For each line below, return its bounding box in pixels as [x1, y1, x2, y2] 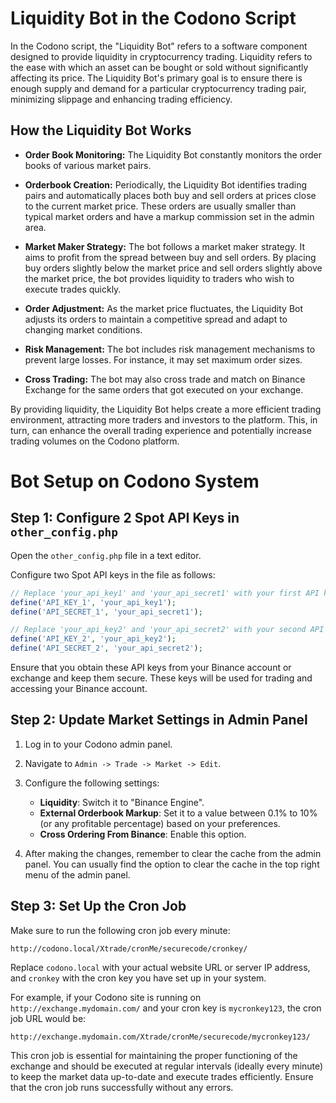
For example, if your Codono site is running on [10, 991, 202, 1003]
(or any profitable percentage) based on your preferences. [39, 817, 281, 829]
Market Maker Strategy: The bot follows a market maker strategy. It [24, 240, 306, 252]
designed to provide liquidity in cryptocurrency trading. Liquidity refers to [10, 50, 313, 62]
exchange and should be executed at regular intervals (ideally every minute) [10, 1060, 324, 1072]
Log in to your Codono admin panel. [24, 738, 173, 750]
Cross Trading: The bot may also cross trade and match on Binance [24, 373, 306, 385]
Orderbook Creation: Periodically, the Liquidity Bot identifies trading [24, 178, 308, 191]
